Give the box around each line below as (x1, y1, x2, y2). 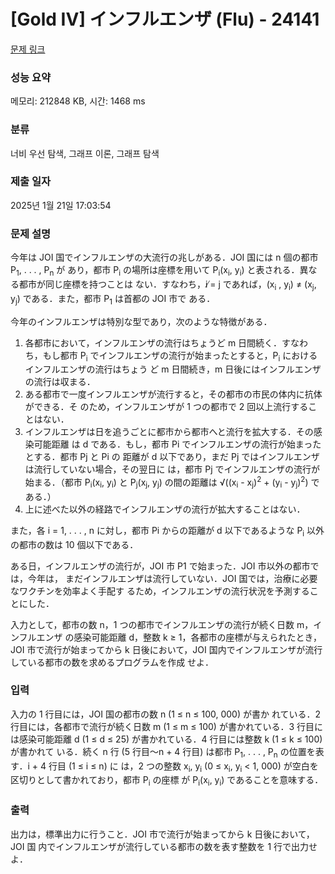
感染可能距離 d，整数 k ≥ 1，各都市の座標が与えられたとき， (73, 631, 323, 643)
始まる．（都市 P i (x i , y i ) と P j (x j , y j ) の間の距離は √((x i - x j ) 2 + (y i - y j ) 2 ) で (24, 475, 320, 490)
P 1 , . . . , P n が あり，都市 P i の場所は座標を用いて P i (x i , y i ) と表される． (10, 264, 300, 278)
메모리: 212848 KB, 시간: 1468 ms (10, 95, 146, 107)
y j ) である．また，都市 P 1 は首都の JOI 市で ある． (10, 292, 216, 307)
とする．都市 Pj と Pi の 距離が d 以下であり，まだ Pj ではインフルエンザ (24, 451, 320, 463)
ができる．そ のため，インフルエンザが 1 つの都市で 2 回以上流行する (24, 401, 309, 413)
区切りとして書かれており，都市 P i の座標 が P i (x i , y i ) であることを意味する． (10, 774, 324, 789)
